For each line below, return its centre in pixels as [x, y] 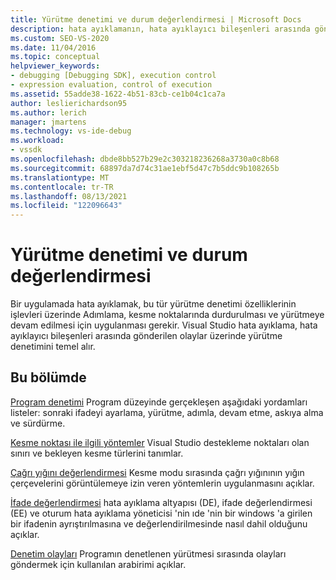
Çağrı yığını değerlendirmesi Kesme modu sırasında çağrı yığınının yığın [157, 472]
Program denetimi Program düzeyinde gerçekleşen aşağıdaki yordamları [159, 402]
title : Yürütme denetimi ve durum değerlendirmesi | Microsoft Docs [156, 19]
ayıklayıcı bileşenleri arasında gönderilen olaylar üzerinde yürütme [146, 336]
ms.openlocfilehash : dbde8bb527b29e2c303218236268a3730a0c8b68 [145, 159]
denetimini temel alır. [53, 347]
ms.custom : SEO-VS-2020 [60, 38]
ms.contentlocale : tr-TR [62, 187]
